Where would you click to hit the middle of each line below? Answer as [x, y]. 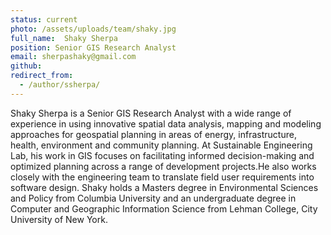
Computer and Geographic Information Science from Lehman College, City [164, 208]
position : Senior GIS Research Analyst [93, 47]
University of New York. [59, 219]
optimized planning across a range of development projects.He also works [163, 166]
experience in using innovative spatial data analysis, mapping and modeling [166, 123]
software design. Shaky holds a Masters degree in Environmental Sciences [164, 187]
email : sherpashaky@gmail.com [73, 57]
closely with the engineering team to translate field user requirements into [162, 177]
